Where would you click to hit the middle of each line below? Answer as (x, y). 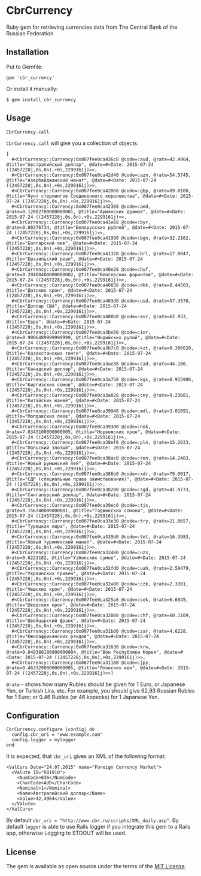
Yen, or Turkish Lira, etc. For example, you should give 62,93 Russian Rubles (100, 690)
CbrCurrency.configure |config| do (51, 730)
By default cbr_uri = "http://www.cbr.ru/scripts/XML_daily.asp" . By (93, 820)
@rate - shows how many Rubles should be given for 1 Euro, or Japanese (96, 684)
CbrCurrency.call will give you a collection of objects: (72, 143)
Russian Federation (30, 33)
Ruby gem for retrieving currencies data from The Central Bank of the (92, 27)
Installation (28, 52)
